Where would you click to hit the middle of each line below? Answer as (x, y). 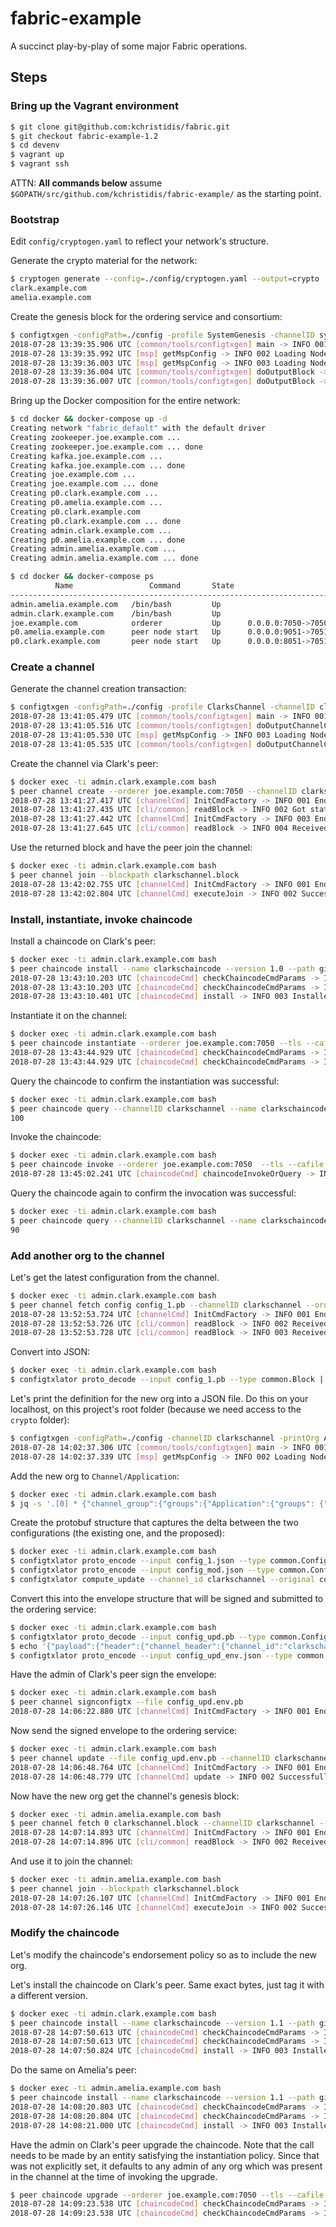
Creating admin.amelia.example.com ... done (104, 558)
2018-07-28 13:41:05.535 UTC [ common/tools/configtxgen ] (131, 744)
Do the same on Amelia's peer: (74, 2070)
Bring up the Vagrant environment (94, 106)
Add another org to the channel (87, 1255)
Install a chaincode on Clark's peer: (83, 941)
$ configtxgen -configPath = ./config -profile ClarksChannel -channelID (162, 707)
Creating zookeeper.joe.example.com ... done (106, 447)
